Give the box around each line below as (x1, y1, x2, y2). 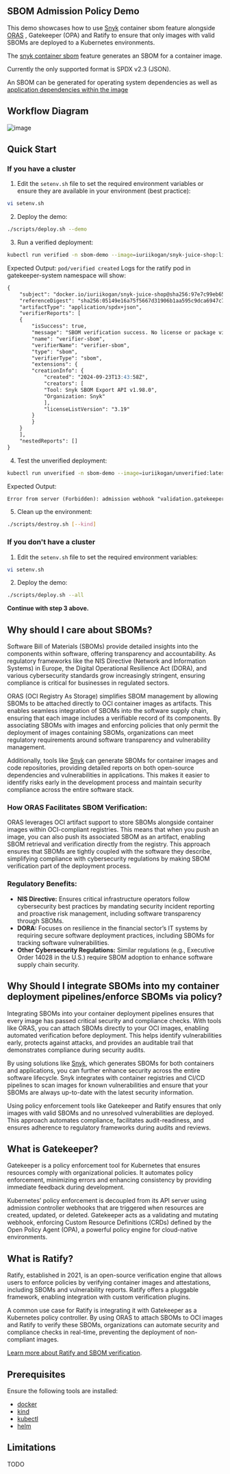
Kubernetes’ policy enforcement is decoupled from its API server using (7, 1197, 207, 1205)
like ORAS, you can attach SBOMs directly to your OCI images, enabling (7, 1024, 209, 1032)
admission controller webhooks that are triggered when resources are (7, 1204, 204, 1212)
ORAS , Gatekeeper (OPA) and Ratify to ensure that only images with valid (7, 31, 216, 39)
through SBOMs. (16, 916, 64, 925)
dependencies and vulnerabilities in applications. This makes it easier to (7, 771, 210, 780)
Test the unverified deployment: (16, 456, 107, 465)
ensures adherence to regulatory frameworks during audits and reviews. (7, 1123, 211, 1132)
